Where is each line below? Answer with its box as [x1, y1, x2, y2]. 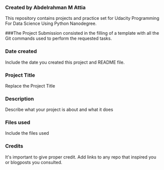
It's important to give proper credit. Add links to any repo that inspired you [5, 154, 157, 160]
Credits [5, 143, 23, 150]
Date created [5, 48, 37, 55]
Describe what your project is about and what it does [5, 106, 113, 113]
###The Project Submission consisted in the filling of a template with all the [5, 30, 160, 36]
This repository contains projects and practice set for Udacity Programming [5, 15, 160, 21]
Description [5, 95, 34, 102]
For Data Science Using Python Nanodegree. [5, 20, 97, 26]
